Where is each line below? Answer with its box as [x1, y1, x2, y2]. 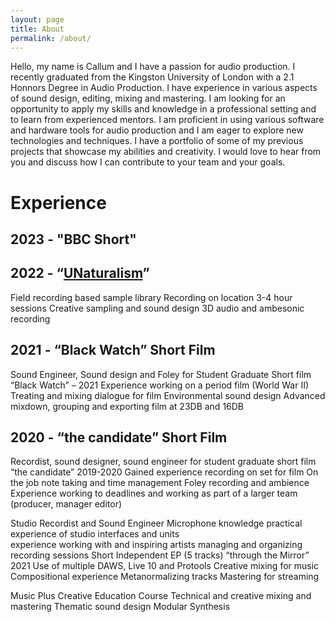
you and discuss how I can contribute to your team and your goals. [10, 156, 286, 168]
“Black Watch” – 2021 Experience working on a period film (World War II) [10, 379, 310, 391]
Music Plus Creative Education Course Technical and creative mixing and [10, 590, 312, 602]
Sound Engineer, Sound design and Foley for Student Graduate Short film [10, 368, 312, 380]
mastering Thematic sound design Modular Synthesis [10, 601, 231, 613]
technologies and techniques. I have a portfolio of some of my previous [10, 135, 304, 147]
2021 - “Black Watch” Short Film [10, 342, 216, 359]
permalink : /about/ [10, 33, 92, 43]
